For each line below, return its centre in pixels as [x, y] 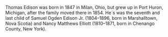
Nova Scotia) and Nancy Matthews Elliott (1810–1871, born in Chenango [80, 23]
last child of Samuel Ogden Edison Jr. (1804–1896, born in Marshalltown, [81, 18]
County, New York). [26, 29]
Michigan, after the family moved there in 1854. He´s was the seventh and [82, 13]
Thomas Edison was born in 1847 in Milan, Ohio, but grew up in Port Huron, [84, 7]
